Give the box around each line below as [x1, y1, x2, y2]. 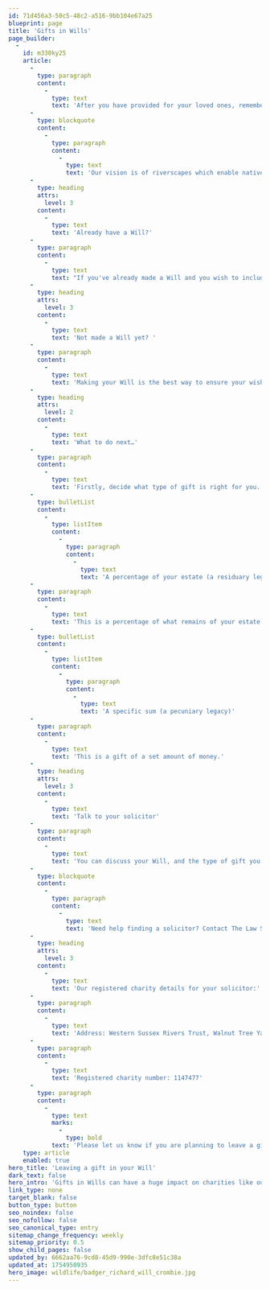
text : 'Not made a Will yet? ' [51, 333, 157, 342]
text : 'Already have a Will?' [51, 229, 153, 237]
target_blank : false [8, 1194, 78, 1202]
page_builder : [8, 34, 56, 43]
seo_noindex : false [8, 1209, 74, 1217]
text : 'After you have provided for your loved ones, [51, 101, 235, 109]
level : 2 [43, 408, 74, 417]
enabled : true [22, 1156, 70, 1164]
